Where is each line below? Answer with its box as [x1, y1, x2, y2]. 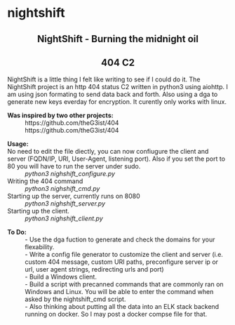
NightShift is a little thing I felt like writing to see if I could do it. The [7, 75, 201, 84]
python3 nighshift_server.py [25, 199, 106, 208]
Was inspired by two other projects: [7, 111, 114, 120]
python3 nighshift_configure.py [25, 170, 116, 178]
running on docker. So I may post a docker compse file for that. [25, 310, 208, 319]
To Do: [7, 228, 27, 237]
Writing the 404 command [7, 177, 83, 185]
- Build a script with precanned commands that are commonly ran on [25, 280, 224, 288]
